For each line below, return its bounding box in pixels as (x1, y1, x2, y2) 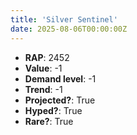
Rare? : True (24, 115, 74, 127)
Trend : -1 (24, 83, 63, 95)
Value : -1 (24, 62, 63, 74)
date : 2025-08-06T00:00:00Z (10, 24, 128, 34)
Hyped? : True (24, 104, 83, 116)
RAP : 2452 (24, 51, 70, 63)
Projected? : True (24, 94, 96, 106)
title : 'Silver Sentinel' (10, 14, 118, 25)
